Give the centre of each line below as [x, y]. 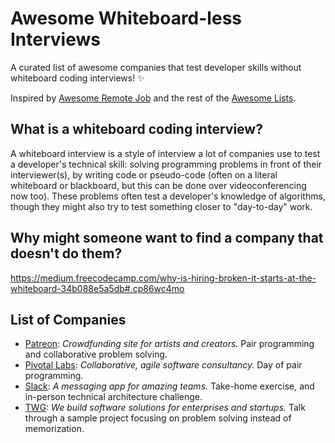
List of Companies [68, 319]
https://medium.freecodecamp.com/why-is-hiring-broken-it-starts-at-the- [163, 278]
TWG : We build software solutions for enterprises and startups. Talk [165, 408]
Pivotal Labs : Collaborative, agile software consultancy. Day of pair [163, 365]
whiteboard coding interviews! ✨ [77, 78]
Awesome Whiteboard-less [126, 18]
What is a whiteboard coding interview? [136, 129]
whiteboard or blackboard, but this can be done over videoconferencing [158, 185]
